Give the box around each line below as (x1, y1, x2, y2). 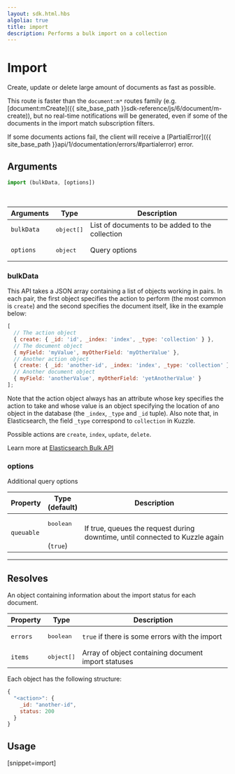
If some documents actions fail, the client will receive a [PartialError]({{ (7, 133, 212, 141)
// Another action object (13, 355, 90, 362)
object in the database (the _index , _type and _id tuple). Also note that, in (7, 409, 219, 417)
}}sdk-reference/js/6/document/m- (121, 104, 222, 113)
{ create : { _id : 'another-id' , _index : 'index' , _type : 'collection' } (13, 362, 230, 369)
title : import (7, 23, 49, 30)
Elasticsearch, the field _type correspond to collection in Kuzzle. (7, 416, 196, 425)
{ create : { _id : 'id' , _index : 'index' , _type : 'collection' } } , (13, 336, 215, 343)
